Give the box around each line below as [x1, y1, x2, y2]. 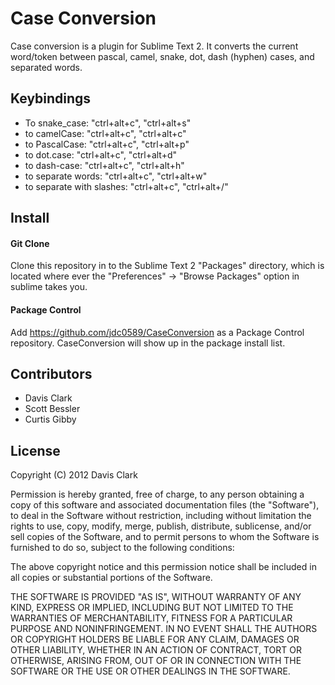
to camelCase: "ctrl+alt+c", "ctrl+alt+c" [24, 127, 187, 139]
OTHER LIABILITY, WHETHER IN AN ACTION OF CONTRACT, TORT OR [10, 644, 302, 656]
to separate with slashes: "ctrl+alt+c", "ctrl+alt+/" [24, 180, 229, 192]
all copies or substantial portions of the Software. [10, 572, 213, 584]
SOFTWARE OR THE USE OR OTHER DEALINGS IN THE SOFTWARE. [10, 665, 291, 677]
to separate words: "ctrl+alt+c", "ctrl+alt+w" [24, 170, 208, 182]
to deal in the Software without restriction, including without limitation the [10, 510, 312, 522]
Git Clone [10, 237, 50, 249]
